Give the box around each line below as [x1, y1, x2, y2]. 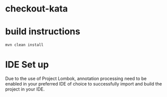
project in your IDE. [5, 86, 45, 92]
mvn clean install [5, 42, 44, 47]
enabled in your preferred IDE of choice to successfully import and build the [5, 81, 162, 87]
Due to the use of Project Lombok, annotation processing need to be [5, 75, 147, 81]
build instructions [5, 26, 80, 37]
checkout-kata [5, 3, 68, 14]
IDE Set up [5, 59, 49, 70]
